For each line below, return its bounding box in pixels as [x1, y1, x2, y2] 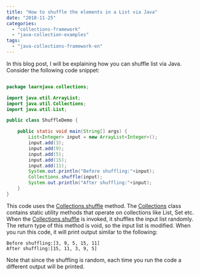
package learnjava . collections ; [6, 83, 89, 90]
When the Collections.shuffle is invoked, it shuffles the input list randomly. [6, 215, 194, 223]
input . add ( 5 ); [28, 151, 64, 157]
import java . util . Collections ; [6, 101, 87, 107]
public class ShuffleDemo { [6, 117, 79, 123]
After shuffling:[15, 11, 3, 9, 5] [6, 245, 98, 251]
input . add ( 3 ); [28, 140, 64, 146]
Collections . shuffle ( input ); [28, 174, 103, 180]
